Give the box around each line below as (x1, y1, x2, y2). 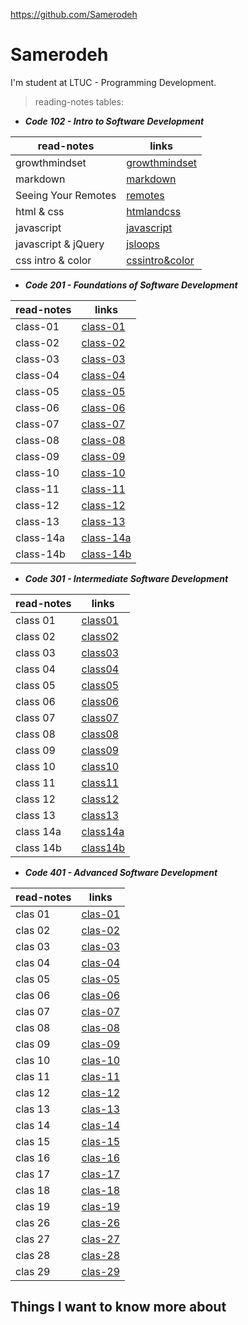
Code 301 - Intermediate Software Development (24, 572, 229, 584)
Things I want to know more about (10, 1299, 227, 1316)
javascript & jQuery (15, 237, 105, 251)
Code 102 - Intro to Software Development (24, 115, 205, 127)
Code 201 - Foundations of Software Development (24, 279, 238, 291)
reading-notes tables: (34, 95, 124, 108)
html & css (15, 204, 65, 218)
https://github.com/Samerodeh (10, 9, 138, 20)
